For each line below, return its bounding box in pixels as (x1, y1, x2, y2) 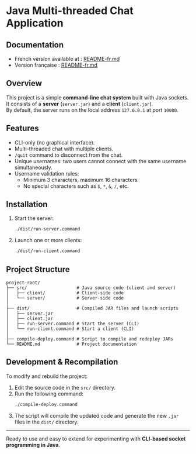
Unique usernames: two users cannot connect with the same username (14, 157, 187, 164)
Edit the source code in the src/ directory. (14, 384, 116, 391)
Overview (6, 78, 43, 88)
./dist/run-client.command (14, 248, 80, 254)
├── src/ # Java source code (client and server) (6, 285, 176, 291)
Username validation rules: (14, 170, 79, 177)
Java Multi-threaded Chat (6, 4, 134, 18)
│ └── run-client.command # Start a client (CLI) (6, 326, 134, 332)
